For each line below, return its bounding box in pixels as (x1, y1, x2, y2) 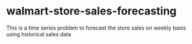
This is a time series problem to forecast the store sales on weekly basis (6, 24, 187, 31)
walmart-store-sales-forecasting (6, 4, 177, 18)
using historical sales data (6, 30, 71, 37)
